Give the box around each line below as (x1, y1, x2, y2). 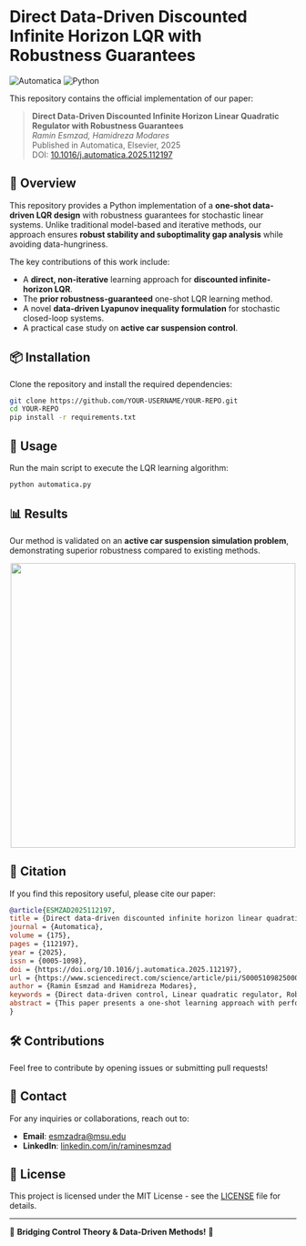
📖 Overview (9, 176, 76, 191)
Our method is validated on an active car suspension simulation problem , (9, 535, 290, 546)
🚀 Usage (9, 438, 57, 454)
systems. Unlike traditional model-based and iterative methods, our (9, 219, 262, 230)
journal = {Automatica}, (9, 923, 104, 932)
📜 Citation (9, 863, 66, 880)
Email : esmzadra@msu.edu (22, 1130, 127, 1141)
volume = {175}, (9, 931, 71, 940)
